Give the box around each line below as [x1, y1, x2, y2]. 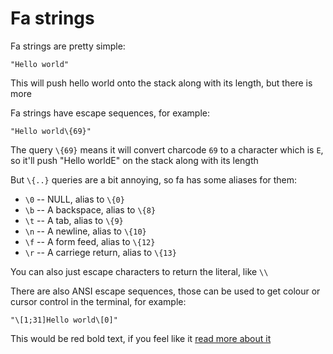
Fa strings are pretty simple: [10, 40, 126, 52]
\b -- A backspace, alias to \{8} [24, 203, 157, 216]
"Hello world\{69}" [10, 126, 92, 136]
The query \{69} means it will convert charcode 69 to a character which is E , [10, 143, 324, 156]
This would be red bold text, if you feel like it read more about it [10, 332, 272, 344]
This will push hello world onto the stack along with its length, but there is [10, 77, 313, 89]
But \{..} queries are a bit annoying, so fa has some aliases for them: [10, 173, 298, 186]
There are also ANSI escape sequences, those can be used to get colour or [10, 285, 321, 297]
